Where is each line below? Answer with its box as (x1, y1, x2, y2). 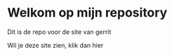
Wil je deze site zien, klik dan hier (7, 41, 104, 49)
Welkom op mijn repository (7, 5, 168, 21)
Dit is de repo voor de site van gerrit (7, 28, 112, 36)
